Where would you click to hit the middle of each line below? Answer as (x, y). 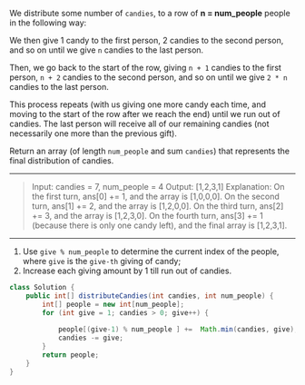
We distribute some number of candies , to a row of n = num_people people (150, 13)
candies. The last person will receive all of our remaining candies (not (139, 123)
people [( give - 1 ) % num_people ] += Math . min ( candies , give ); (178, 330)
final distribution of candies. (62, 161)
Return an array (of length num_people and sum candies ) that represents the (150, 151)
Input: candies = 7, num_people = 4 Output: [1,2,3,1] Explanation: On (158, 187)
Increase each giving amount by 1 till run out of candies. (127, 271)
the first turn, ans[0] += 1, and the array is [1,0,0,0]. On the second (155, 196)
